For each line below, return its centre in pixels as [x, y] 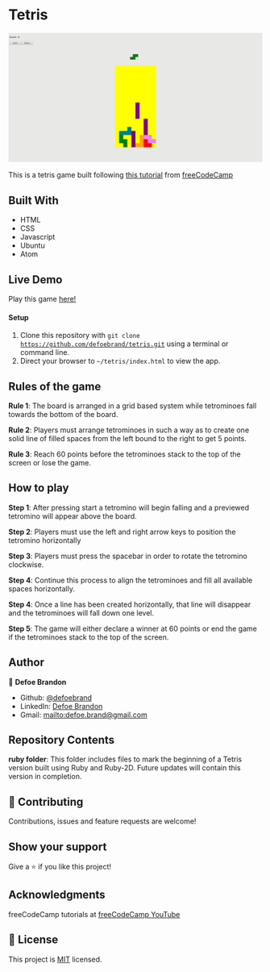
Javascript [37, 237]
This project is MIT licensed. [55, 959]
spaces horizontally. [42, 588]
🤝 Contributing [46, 801]
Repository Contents [62, 740]
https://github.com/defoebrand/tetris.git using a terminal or [124, 344]
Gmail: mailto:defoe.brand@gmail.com [83, 715]
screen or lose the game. [50, 463]
